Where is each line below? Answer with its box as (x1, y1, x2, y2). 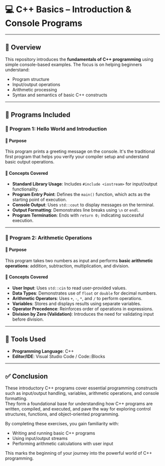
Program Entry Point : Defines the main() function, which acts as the (12, 192, 151, 197)
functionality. (12, 186, 39, 192)
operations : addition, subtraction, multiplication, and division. (5, 263, 130, 269)
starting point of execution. (12, 197, 67, 203)
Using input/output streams (12, 436, 68, 441)
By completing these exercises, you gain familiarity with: (5, 421, 119, 427)
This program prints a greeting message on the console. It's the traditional (5, 148, 155, 155)
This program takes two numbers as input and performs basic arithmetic (5, 257, 153, 263)
